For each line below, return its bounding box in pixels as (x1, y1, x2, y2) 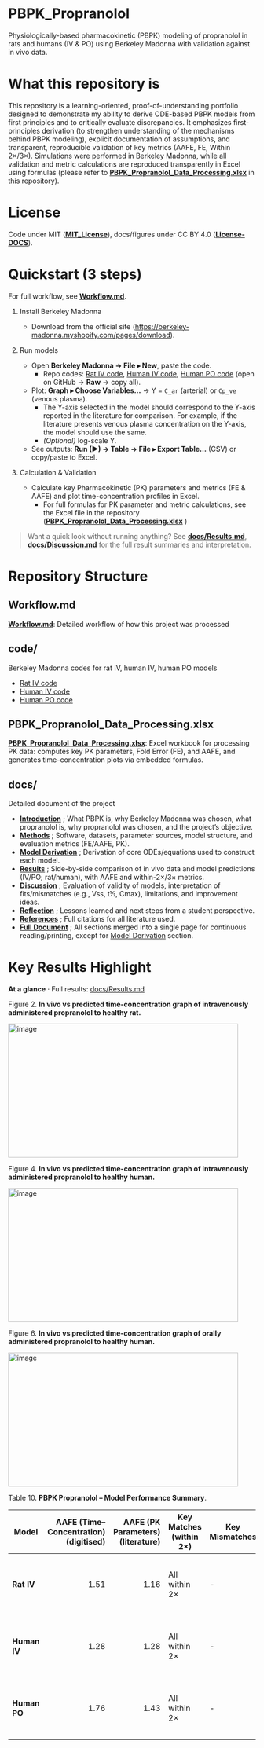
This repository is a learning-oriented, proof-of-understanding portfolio (8, 101, 239, 110)
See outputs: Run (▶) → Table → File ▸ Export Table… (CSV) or (31, 444, 237, 453)
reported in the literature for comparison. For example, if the (42, 410, 238, 420)
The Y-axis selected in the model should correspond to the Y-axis (42, 402, 255, 412)
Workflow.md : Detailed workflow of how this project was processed (8, 619, 229, 628)
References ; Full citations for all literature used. (19, 914, 176, 924)
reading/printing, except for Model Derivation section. (19, 931, 194, 940)
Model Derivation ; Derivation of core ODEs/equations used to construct (19, 848, 255, 857)
